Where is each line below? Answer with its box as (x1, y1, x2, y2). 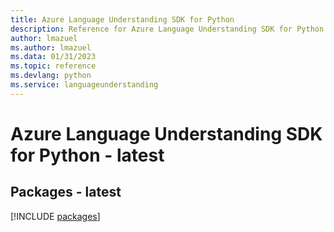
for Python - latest (10, 144, 165, 166)
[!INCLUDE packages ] (10, 210, 101, 222)
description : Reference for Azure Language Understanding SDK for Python (10, 24, 325, 34)
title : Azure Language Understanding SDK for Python (10, 14, 235, 25)
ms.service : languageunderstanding (10, 80, 159, 90)
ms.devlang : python (10, 71, 92, 81)
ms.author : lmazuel (10, 42, 92, 53)
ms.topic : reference (10, 61, 97, 71)
